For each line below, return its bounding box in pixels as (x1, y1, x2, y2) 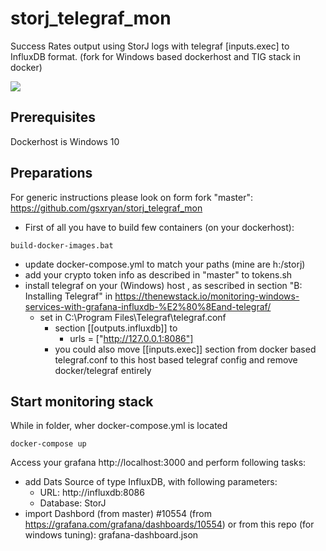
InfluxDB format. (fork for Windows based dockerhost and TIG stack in (10, 50, 301, 62)
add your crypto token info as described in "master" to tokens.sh (24, 268, 293, 281)
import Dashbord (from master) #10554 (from (24, 508, 212, 520)
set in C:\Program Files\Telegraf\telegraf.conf (39, 311, 227, 323)
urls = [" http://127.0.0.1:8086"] (69, 332, 194, 344)
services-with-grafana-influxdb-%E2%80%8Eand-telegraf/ (24, 300, 272, 312)
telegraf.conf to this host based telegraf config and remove (54, 353, 298, 366)
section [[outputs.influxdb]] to (54, 322, 178, 334)
